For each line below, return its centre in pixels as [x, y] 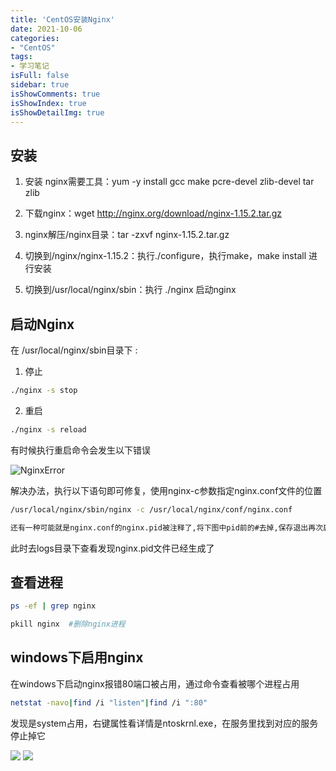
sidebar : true [40, 85]
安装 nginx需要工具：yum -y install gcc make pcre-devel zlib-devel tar [169, 182]
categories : [35, 38]
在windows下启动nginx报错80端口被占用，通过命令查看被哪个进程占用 [155, 683]
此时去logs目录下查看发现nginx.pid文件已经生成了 [112, 548]
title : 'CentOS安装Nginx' [62, 19]
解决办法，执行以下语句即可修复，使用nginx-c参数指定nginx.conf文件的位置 [166, 490]
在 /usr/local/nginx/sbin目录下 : [74, 350]
